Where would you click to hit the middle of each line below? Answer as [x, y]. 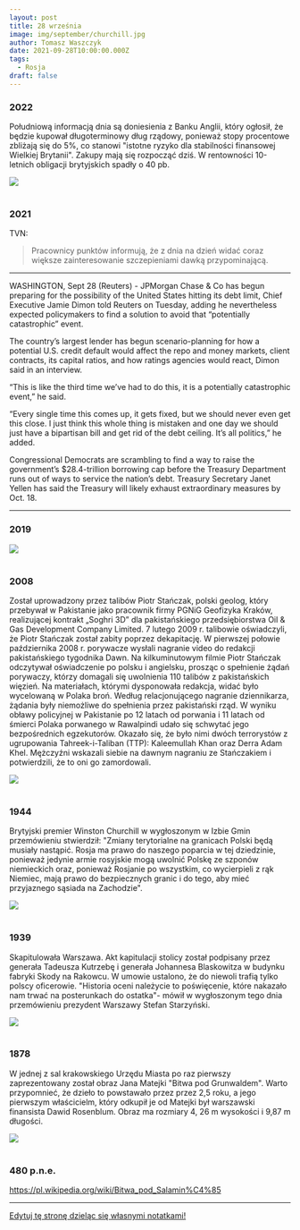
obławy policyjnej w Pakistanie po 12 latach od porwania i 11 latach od [137, 714]
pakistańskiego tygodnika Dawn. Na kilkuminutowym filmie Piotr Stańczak [145, 657]
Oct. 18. [23, 498]
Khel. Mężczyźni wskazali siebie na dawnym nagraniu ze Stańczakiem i [141, 752]
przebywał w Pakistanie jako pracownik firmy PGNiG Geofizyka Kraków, [141, 610]
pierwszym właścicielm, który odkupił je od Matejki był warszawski [132, 1102]
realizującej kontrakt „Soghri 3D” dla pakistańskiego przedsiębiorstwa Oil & [147, 619]
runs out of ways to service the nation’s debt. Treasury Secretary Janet [140, 479]
